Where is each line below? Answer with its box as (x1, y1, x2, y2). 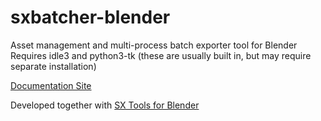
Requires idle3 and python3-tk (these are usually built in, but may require (10, 49, 312, 61)
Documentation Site (10, 79, 92, 91)
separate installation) (10, 60, 97, 72)
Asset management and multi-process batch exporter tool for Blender (10, 39, 298, 51)
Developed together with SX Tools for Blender (10, 99, 200, 111)
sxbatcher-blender (10, 6, 171, 29)
